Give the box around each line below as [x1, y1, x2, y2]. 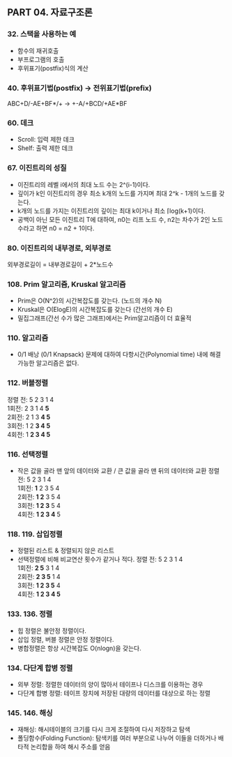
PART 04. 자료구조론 [7, 6, 93, 19]
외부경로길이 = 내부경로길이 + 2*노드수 [7, 260, 114, 269]
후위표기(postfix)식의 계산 [17, 63, 88, 72]
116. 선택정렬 [7, 449, 49, 459]
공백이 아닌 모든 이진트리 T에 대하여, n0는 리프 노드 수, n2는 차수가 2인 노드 [17, 215, 224, 223]
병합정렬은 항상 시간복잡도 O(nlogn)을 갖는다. [17, 644, 141, 652]
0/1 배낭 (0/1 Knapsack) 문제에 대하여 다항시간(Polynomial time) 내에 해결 [17, 350, 222, 359]
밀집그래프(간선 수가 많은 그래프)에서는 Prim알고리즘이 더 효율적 [17, 314, 192, 322]
